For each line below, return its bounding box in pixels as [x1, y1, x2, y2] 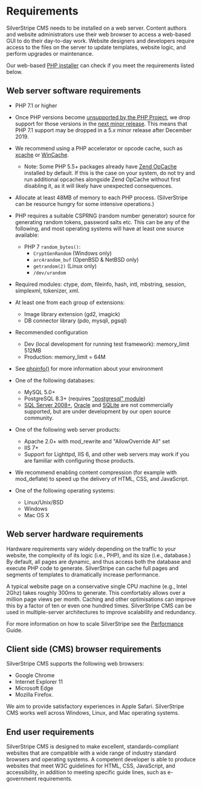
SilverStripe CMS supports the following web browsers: [6, 660, 145, 667]
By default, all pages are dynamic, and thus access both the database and [6, 558, 191, 565]
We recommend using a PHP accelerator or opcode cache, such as [15, 144, 183, 152]
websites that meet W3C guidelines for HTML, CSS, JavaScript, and [6, 762, 175, 770]
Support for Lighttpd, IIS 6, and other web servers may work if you [24, 450, 189, 458]
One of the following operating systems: [15, 486, 116, 494]
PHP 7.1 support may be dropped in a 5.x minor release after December [15, 126, 192, 134]
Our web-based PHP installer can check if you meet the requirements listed [6, 62, 195, 69]
